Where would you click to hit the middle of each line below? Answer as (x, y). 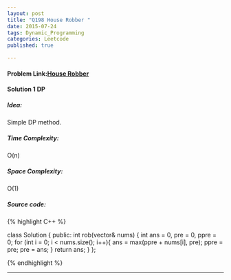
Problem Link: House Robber (48, 74)
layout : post (26, 13)
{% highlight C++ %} (37, 222)
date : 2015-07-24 (32, 26)
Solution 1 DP (26, 89)
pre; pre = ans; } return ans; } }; (52, 250)
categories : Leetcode (38, 39)
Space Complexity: (35, 171)
